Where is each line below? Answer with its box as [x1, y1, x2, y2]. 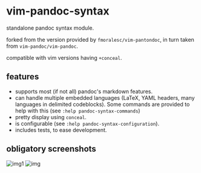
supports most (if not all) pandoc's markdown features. [15, 88, 153, 95]
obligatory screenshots [6, 144, 97, 154]
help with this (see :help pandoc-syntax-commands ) [15, 107, 140, 114]
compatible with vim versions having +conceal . [6, 54, 122, 61]
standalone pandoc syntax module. [6, 24, 94, 31]
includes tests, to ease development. [15, 126, 107, 134]
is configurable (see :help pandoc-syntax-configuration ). [15, 120, 159, 127]
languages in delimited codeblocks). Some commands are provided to [15, 100, 190, 108]
